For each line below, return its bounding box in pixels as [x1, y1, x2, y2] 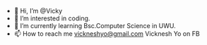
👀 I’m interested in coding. [13, 14, 90, 22]
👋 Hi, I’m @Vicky [13, 7, 63, 15]
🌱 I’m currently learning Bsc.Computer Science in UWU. [13, 22, 177, 30]
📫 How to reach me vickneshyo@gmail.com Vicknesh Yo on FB [13, 30, 200, 38]
